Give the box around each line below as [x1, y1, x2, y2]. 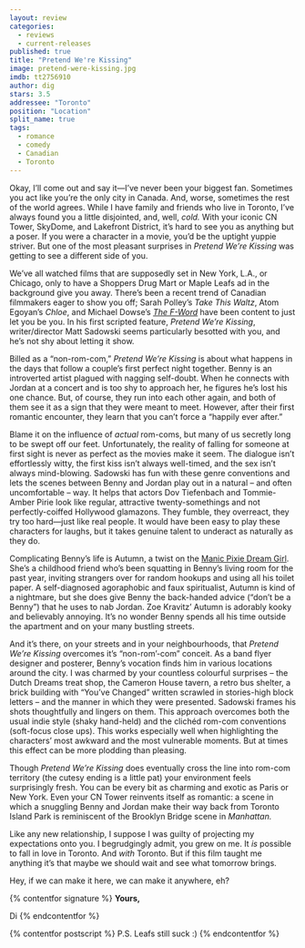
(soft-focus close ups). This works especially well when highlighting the [9, 725, 280, 736]
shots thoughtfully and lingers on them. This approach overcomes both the [9, 706, 290, 717]
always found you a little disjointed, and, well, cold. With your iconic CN [9, 211, 278, 222]
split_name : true [9, 115, 76, 124]
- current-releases [17, 38, 92, 48]
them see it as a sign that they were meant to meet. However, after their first [9, 402, 295, 413]
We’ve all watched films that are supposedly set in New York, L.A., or [9, 268, 268, 279]
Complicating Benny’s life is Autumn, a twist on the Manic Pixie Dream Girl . [9, 553, 290, 564]
